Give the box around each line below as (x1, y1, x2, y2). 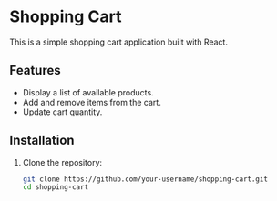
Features (9, 63, 61, 78)
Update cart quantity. (22, 106, 103, 117)
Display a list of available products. (22, 86, 154, 97)
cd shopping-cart (22, 183, 89, 192)
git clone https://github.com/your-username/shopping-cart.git (22, 175, 269, 184)
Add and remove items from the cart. (22, 96, 161, 107)
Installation (9, 133, 75, 148)
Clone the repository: (22, 156, 103, 167)
